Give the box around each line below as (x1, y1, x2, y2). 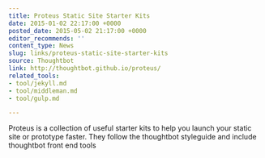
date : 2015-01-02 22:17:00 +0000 (8, 19, 122, 27)
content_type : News (8, 42, 75, 50)
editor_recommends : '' (8, 34, 85, 43)
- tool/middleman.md (8, 86, 79, 95)
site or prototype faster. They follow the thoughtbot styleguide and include (8, 132, 257, 142)
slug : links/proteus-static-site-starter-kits (8, 49, 169, 57)
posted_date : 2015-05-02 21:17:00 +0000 (8, 27, 147, 35)
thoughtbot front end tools (8, 140, 96, 150)
